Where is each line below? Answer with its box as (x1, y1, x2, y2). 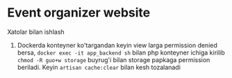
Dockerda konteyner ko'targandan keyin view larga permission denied (17, 41, 217, 49)
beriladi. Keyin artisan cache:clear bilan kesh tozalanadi (17, 63, 181, 71)
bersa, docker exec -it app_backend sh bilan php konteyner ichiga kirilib (17, 48, 226, 57)
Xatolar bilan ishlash (7, 28, 65, 36)
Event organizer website (7, 5, 151, 21)
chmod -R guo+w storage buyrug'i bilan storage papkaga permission (17, 55, 210, 64)
